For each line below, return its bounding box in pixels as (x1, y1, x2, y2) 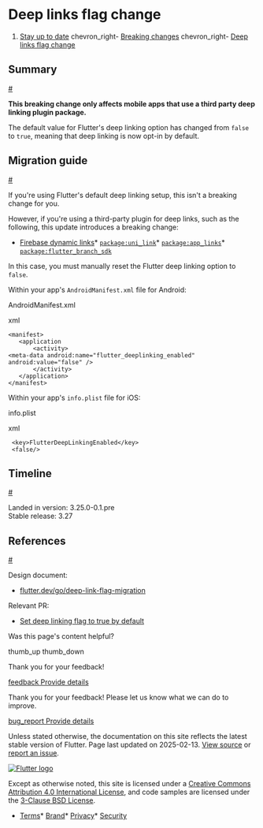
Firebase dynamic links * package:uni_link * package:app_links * (19, 237, 226, 247)
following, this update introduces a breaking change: (8, 222, 179, 232)
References (8, 534, 66, 547)
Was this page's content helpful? (8, 632, 114, 641)
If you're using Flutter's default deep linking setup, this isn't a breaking (8, 190, 238, 200)
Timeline (8, 467, 53, 480)
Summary (8, 63, 57, 76)
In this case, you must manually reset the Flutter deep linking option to (8, 261, 236, 270)
